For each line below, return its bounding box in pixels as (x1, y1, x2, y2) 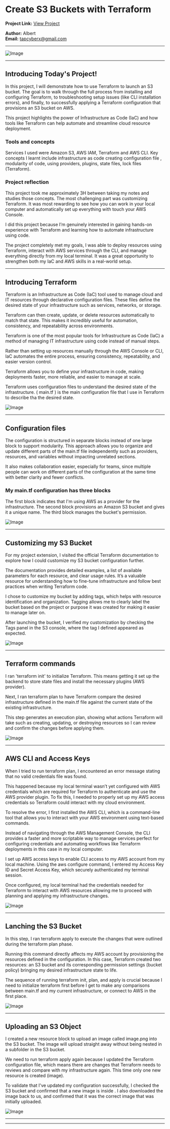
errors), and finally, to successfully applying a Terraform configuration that (5, 99, 161, 105)
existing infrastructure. (5, 704, 53, 710)
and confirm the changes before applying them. (5, 725, 105, 731)
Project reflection (5, 178, 49, 185)
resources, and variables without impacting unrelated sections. (5, 453, 137, 459)
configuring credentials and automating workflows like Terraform (5, 840, 141, 846)
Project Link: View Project (5, 20, 60, 26)
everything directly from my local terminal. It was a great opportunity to (5, 253, 154, 259)
